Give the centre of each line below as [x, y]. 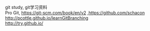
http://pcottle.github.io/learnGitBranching [47, 18]
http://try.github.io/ [24, 23]
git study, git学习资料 [26, 7]
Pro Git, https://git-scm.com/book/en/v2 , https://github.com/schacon [75, 13]
